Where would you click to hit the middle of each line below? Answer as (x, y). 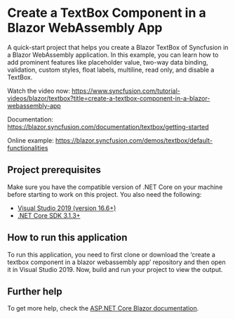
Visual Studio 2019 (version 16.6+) (67, 208)
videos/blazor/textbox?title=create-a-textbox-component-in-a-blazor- (109, 98)
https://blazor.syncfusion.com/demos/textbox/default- (134, 140)
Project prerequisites (54, 170)
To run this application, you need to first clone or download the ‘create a (111, 254)
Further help (35, 291)
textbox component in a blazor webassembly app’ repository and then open (116, 262)
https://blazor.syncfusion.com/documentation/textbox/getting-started (108, 126)
